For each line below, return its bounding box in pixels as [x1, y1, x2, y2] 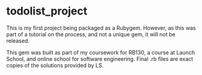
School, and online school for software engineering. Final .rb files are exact [6, 55, 194, 62]
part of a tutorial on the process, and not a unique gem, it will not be [6, 30, 175, 37]
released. [6, 37, 30, 44]
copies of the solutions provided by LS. [6, 62, 104, 69]
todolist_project [6, 4, 88, 18]
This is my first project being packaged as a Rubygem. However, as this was [6, 24, 197, 31]
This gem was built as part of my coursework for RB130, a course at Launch [6, 48, 195, 56]
